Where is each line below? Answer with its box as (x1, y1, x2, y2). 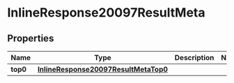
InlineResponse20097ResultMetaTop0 (37, 64, 169, 74)
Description (174, 53, 214, 62)
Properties (7, 33, 54, 44)
